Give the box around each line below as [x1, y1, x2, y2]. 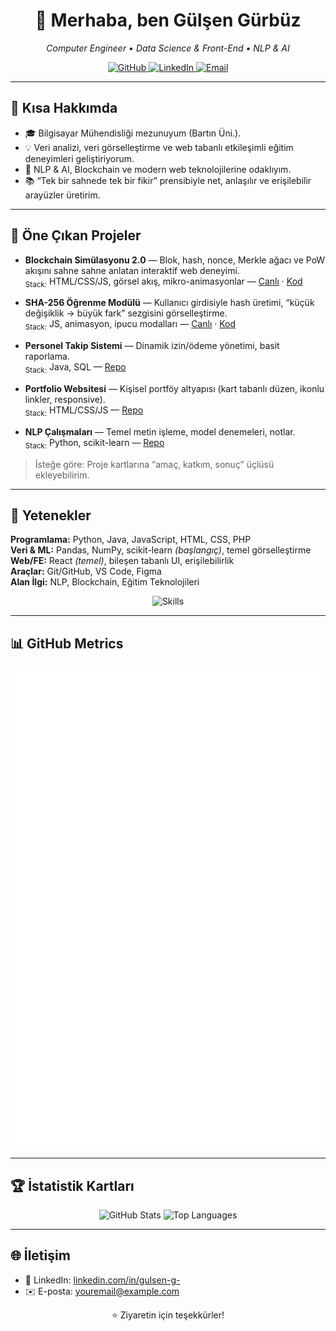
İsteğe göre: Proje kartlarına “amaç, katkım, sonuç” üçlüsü [34, 458, 275, 470]
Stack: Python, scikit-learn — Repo [24, 436, 165, 451]
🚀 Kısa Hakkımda [10, 100, 118, 117]
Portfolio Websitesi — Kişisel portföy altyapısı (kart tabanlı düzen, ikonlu [24, 382, 325, 394]
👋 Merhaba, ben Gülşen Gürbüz [34, 9, 302, 32]
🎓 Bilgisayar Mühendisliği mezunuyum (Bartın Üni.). [24, 127, 242, 139]
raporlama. [24, 350, 70, 363]
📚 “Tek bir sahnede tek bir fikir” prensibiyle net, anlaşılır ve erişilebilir [24, 174, 312, 186]
